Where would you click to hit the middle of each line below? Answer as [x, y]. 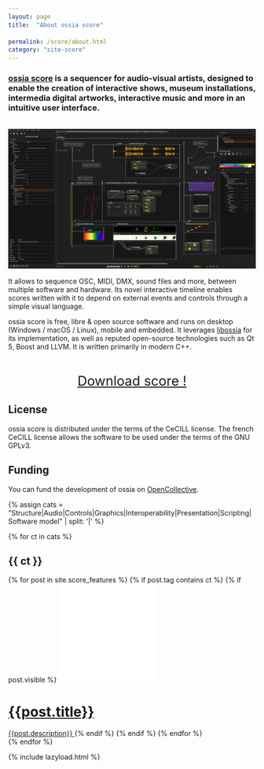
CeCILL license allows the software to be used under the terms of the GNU [129, 437]
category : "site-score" [47, 50]
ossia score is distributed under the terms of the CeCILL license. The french [131, 428]
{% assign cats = [36, 505]
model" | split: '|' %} [71, 521]
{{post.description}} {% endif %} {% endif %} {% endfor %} [105, 734]
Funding [29, 470]
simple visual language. [46, 306]
